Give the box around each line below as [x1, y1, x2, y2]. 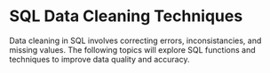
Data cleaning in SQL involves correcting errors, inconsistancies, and [9, 35, 262, 46]
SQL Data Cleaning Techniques [9, 6, 243, 26]
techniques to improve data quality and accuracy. [9, 54, 190, 64]
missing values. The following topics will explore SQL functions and [9, 44, 256, 55]
